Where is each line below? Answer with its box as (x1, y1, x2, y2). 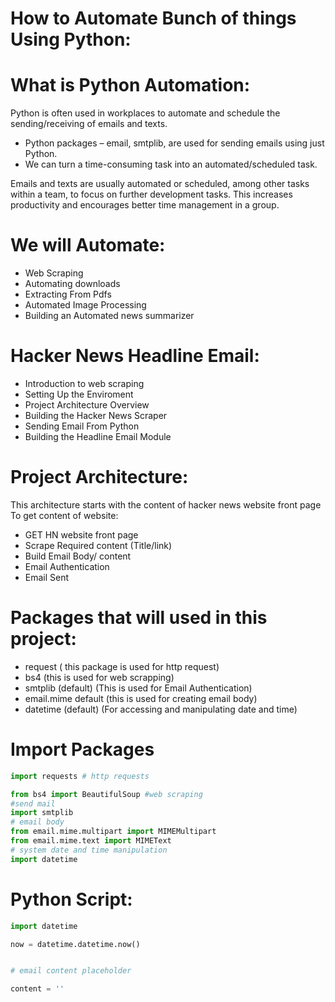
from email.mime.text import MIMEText (10, 836, 172, 846)
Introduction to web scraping (24, 378, 145, 389)
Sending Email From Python (24, 420, 140, 432)
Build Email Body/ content (24, 550, 132, 562)
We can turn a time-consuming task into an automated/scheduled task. (24, 158, 318, 171)
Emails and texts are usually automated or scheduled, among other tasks (10, 178, 310, 190)
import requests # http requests (10, 771, 150, 781)
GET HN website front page (24, 528, 139, 541)
